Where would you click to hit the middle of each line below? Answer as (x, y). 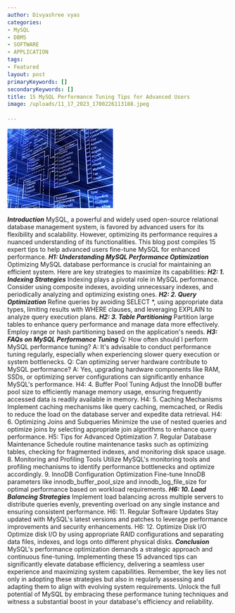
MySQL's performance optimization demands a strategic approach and (110, 549)
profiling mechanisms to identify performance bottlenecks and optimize (111, 467)
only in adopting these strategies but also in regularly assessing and (106, 579)
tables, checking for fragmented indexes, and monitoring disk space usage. (117, 452)
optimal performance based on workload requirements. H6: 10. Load (107, 489)
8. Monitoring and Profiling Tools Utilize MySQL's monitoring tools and (109, 459)
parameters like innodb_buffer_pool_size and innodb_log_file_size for (107, 482)
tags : (15, 60)
